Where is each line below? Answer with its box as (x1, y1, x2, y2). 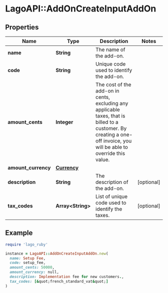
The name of (95, 46, 126, 53)
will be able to (95, 143, 128, 150)
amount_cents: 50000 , (9, 265, 55, 270)
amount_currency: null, (9, 269, 59, 275)
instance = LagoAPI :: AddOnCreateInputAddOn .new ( (5, 251, 108, 256)
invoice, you (103, 137, 132, 144)
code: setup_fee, (9, 260, 46, 265)
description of (95, 178, 128, 185)
